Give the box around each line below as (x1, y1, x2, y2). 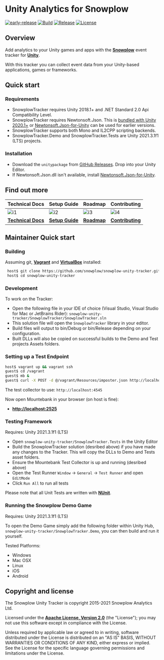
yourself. (5, 533, 23, 539)
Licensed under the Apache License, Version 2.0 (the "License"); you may (5, 615, 156, 621)
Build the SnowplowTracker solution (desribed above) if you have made (12, 444, 156, 450)
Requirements (5, 96, 40, 102)
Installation (5, 150, 33, 157)
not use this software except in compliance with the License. (5, 620, 127, 626)
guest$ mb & (5, 373, 29, 378)
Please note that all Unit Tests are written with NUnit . (5, 490, 111, 496)
